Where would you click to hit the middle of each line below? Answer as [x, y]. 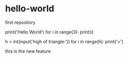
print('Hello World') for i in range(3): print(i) [49, 32]
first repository [20, 22]
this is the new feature [28, 51]
